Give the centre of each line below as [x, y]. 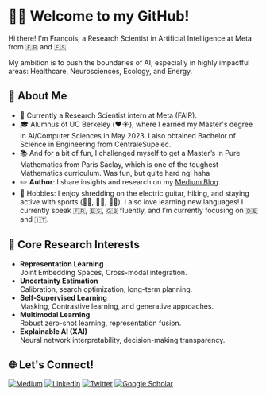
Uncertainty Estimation [59, 281]
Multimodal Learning [55, 314]
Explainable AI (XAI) [54, 331]
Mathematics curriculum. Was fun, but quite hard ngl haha [115, 173]
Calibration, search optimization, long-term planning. [106, 289]
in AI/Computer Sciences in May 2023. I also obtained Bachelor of [128, 135]
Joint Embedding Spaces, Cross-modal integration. [104, 272]
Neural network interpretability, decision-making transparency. [122, 340]
